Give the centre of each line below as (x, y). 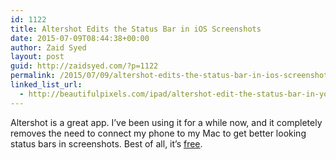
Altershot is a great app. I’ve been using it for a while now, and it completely (166, 122)
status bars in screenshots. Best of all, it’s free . (106, 143)
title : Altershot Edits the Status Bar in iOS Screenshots (136, 29)
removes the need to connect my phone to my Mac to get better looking (158, 133)
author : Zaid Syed (48, 47)
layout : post (37, 57)
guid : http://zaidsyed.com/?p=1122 (84, 66)
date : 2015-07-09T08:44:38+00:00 (80, 38)
